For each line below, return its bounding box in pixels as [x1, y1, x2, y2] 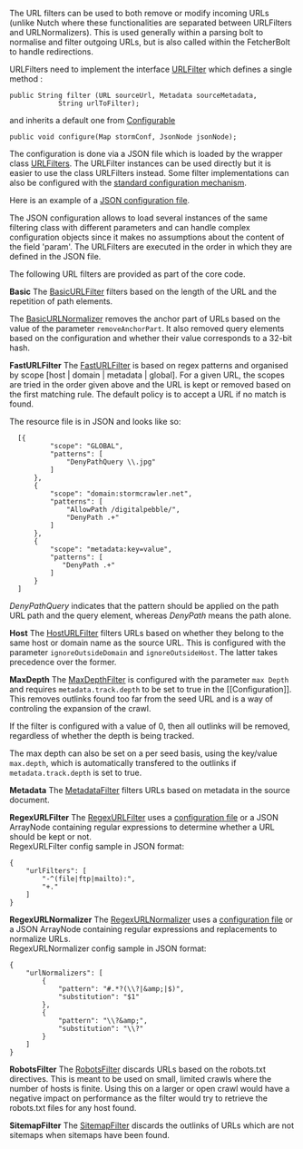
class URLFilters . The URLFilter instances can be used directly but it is [9, 158, 272, 169]
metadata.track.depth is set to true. [9, 767, 142, 778]
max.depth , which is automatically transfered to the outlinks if [9, 758, 237, 768]
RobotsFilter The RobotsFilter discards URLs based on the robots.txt [9, 1064, 266, 1075]
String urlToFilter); [57, 99, 141, 108]
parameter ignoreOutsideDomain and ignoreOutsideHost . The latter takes [9, 647, 279, 657]
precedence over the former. [9, 657, 117, 667]
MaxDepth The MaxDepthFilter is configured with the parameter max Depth [9, 674, 289, 684]
